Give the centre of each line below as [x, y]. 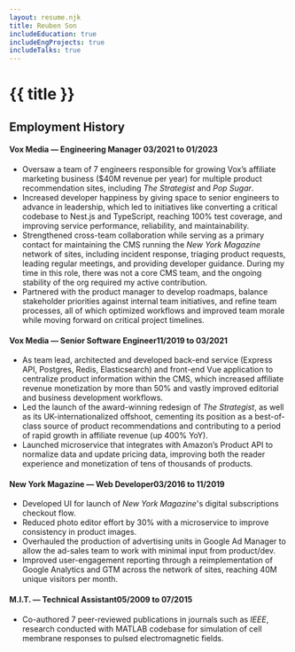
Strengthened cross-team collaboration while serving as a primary [143, 235]
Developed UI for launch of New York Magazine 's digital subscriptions [150, 504]
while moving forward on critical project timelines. [113, 319]
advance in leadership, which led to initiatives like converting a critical [149, 207]
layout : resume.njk [45, 17]
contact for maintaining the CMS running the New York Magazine [141, 244]
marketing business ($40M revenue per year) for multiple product [142, 178]
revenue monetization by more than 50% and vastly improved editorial [150, 389]
